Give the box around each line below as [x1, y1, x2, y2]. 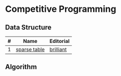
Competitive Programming [5, 3, 117, 15]
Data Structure [5, 23, 52, 32]
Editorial [49, 38, 70, 44]
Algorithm [5, 63, 37, 71]
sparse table [15, 46, 45, 53]
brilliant [49, 46, 67, 53]
